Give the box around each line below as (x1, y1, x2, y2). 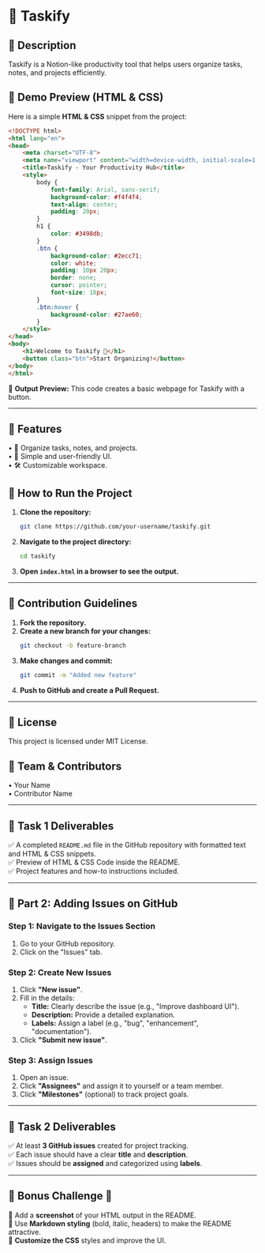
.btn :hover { (36, 303, 80, 311)
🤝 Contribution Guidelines (8, 596, 138, 611)
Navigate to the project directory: (19, 537, 132, 547)
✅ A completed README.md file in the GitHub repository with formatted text (8, 840, 246, 849)
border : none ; (50, 274, 97, 282)
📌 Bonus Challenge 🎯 (8, 1189, 113, 1203)
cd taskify (19, 552, 56, 560)
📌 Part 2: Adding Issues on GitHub (8, 897, 178, 911)
